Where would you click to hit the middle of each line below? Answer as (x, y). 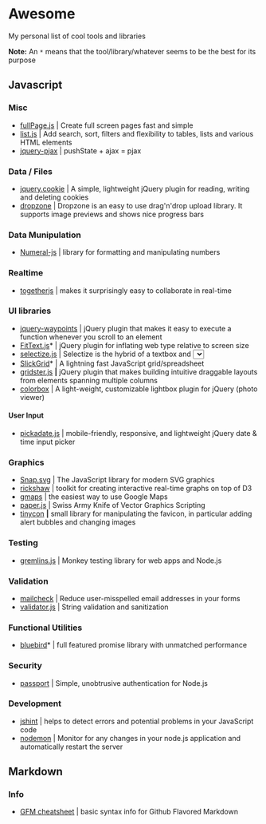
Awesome (42, 14)
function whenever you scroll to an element (91, 337)
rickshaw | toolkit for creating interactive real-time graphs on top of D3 (136, 489)
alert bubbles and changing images (78, 522)
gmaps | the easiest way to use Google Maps (94, 497)
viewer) (32, 397)
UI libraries (30, 311)
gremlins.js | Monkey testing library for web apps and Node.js (121, 561)
